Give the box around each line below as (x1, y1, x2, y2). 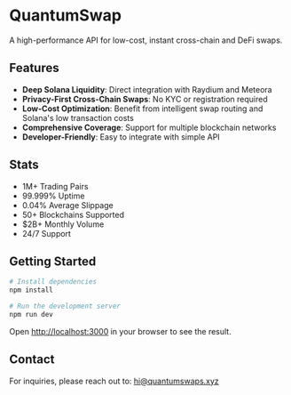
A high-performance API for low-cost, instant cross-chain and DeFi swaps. (9, 35, 283, 45)
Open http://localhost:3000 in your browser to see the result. (9, 326, 232, 336)
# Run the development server (9, 302, 122, 311)
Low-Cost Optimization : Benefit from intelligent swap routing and (21, 103, 263, 114)
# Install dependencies (9, 278, 98, 286)
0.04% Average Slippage (21, 199, 114, 210)
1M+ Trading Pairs (21, 181, 89, 191)
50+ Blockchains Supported (21, 209, 125, 220)
